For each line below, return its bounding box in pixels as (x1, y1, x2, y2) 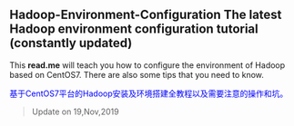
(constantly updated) (9, 35, 133, 51)
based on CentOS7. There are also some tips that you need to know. (9, 69, 264, 80)
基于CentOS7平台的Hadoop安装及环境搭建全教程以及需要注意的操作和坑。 (9, 88, 289, 99)
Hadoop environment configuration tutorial (9, 22, 259, 37)
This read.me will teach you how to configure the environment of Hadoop (9, 59, 286, 71)
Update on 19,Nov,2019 (31, 106, 120, 117)
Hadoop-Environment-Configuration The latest (9, 7, 282, 23)
